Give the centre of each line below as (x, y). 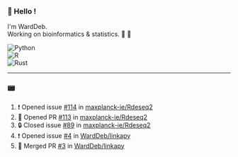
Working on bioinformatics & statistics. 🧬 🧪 (69, 34)
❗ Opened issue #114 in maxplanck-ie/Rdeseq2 (85, 107)
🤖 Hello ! (22, 11)
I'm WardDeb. (27, 27)
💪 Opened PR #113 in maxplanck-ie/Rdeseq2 (82, 117)
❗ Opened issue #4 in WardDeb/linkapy (74, 135)
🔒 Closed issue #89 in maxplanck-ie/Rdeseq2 (84, 125)
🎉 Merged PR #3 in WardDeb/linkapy (71, 146)
